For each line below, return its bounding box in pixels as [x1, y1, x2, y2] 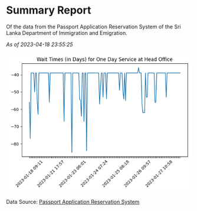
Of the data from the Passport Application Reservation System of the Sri [6, 23, 181, 30]
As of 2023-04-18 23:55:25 [6, 41, 73, 48]
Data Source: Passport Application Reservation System [6, 198, 140, 205]
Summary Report [6, 4, 91, 17]
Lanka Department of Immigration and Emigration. [6, 29, 128, 36]
